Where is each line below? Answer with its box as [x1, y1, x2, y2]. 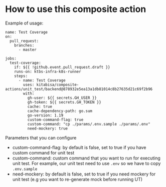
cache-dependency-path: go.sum [27, 108, 93, 113]
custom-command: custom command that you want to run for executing [12, 155, 161, 161]
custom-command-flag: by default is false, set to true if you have [12, 144, 147, 150]
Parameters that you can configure [5, 134, 77, 140]
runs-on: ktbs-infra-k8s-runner [14, 69, 81, 74]
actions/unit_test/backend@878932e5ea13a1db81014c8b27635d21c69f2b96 [5, 86, 153, 91]
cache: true [27, 104, 52, 109]
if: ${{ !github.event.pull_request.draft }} [14, 64, 111, 69]
